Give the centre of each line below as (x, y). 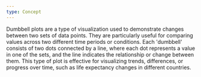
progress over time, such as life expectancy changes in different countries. (99, 67)
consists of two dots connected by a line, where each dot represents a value (101, 48)
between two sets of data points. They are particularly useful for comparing (100, 35)
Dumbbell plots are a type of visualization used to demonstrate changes (95, 29)
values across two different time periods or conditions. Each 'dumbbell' (94, 42)
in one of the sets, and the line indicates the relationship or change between (100, 54)
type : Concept (24, 12)
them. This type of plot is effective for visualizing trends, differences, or (95, 61)
